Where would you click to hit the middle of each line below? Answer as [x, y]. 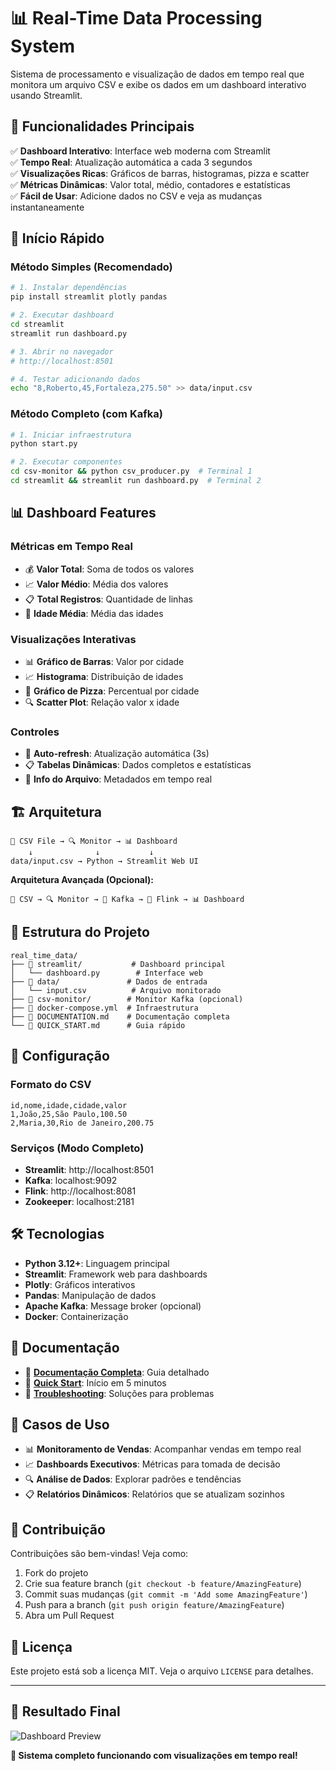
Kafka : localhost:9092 [71, 1180]
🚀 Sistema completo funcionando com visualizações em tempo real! [154, 1755]
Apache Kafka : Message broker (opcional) [113, 1306]
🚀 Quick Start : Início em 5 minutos [95, 1382]
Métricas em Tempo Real [71, 547]
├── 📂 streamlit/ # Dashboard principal [118, 964]
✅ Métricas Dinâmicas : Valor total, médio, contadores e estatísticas [150, 184]
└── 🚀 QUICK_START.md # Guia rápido [98, 1025]
